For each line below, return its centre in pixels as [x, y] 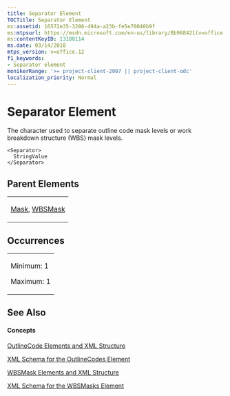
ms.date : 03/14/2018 [37, 45]
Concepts [21, 330]
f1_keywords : [26, 59]
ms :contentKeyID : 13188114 [46, 39]
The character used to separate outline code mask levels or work [100, 131]
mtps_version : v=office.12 [46, 52]
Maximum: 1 [31, 281]
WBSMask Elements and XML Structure [63, 372]
